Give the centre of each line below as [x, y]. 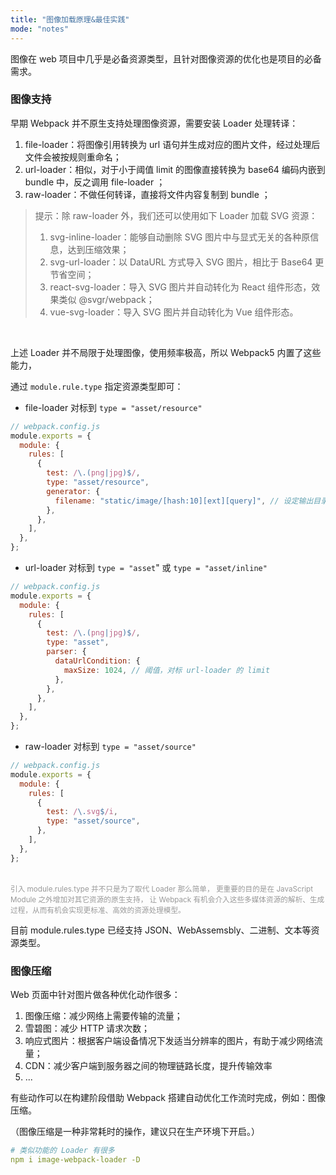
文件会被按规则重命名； [73, 157]
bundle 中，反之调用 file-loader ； [95, 182]
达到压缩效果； [98, 249]
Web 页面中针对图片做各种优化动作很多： [95, 994]
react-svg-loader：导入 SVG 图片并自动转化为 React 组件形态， [180, 287]
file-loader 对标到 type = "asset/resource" [113, 407]
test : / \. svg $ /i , [82, 812]
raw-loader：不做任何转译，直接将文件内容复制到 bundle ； [147, 194]
